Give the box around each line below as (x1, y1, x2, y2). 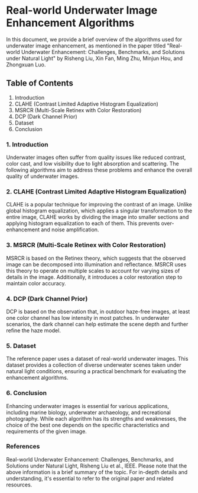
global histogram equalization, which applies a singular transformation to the (6, 207, 193, 214)
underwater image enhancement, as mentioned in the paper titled (6, 42, 166, 49)
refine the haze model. (6, 327, 61, 334)
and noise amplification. (41, 226, 99, 233)
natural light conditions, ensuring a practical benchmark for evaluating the (6, 368, 186, 375)
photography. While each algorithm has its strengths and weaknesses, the (6, 415, 187, 422)
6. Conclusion (6, 389, 47, 397)
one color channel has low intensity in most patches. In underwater (6, 314, 170, 321)
